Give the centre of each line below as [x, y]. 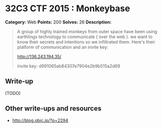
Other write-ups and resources [53, 109]
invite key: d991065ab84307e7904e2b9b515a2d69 [69, 66]
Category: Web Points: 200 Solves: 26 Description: [58, 22]
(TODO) [13, 93]
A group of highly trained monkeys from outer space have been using [87, 31]
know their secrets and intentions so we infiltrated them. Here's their [86, 42]
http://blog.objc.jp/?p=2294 [40, 120]
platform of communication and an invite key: [63, 47]
